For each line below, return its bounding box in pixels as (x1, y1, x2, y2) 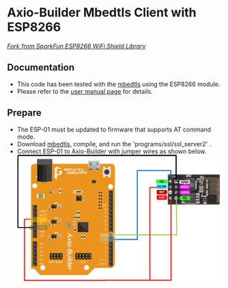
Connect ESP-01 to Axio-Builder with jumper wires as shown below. (16, 147, 207, 155)
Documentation (7, 62, 75, 73)
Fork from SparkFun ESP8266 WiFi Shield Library (7, 42, 146, 50)
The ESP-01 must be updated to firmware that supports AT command (16, 125, 212, 133)
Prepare (7, 107, 42, 119)
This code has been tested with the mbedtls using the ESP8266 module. (16, 80, 220, 88)
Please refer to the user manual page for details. (16, 87, 153, 95)
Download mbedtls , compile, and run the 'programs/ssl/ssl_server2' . (16, 140, 212, 148)
